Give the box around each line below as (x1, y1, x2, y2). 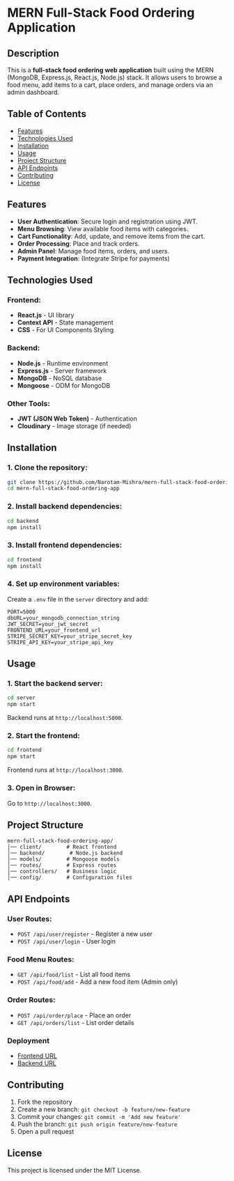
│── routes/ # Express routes (7, 862, 117, 869)
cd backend (7, 517, 39, 524)
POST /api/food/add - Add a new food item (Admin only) (17, 978, 178, 986)
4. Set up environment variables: (7, 579, 120, 589)
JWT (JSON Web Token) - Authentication (17, 414, 138, 423)
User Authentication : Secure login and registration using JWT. (17, 217, 198, 226)
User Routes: (7, 914, 52, 923)
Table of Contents (7, 108, 87, 120)
